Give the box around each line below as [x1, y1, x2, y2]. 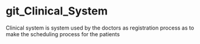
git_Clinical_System [6, 4, 108, 18]
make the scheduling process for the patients [6, 30, 120, 37]
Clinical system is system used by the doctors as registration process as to [6, 24, 194, 31]
